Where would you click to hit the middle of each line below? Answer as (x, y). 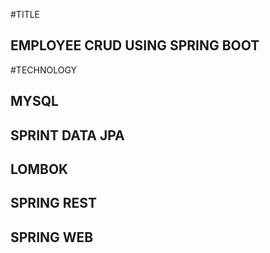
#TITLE (25, 14)
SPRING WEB (52, 237)
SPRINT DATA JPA (67, 135)
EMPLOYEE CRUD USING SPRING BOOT (135, 45)
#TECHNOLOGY (44, 70)
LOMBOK (39, 169)
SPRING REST (53, 203)
